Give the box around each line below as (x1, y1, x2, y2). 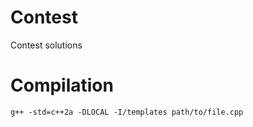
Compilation (10, 74, 114, 97)
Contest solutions (10, 39, 83, 51)
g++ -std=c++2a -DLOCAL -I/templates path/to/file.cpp (10, 107, 244, 117)
